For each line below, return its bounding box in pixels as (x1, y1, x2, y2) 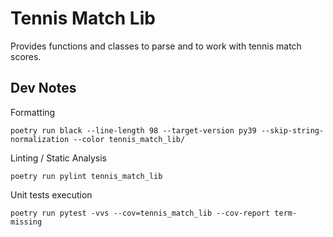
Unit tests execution (10, 188, 93, 201)
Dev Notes (10, 80, 77, 97)
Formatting (10, 106, 56, 118)
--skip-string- (260, 125, 325, 136)
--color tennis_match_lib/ (73, 134, 186, 144)
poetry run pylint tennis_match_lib (10, 171, 163, 181)
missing (10, 217, 43, 227)
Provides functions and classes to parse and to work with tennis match (10, 40, 302, 52)
